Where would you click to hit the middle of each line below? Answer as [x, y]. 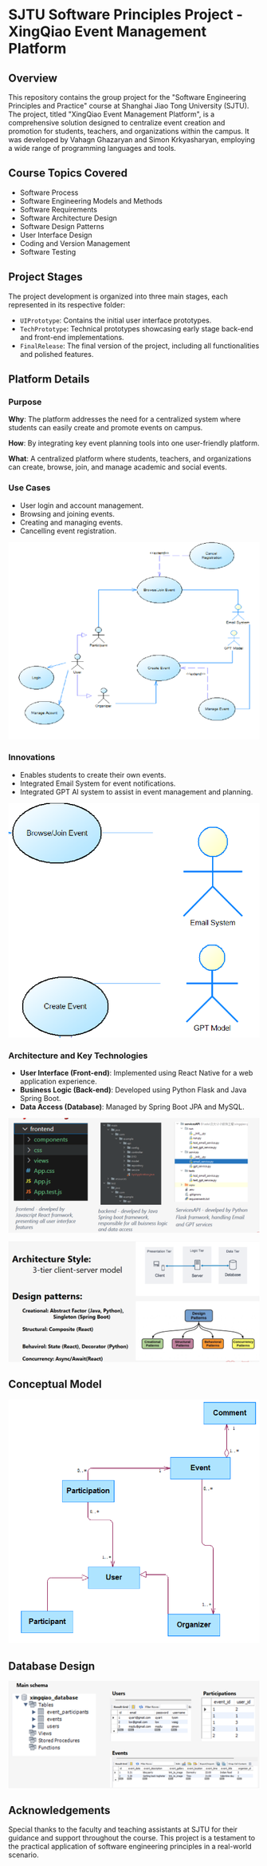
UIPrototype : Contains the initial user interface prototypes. [116, 320]
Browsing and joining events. [67, 513]
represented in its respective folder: [67, 304]
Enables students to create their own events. [93, 775]
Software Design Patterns [62, 226]
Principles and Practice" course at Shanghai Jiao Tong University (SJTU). [129, 106]
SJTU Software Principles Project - [126, 15]
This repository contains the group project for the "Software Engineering [128, 97]
